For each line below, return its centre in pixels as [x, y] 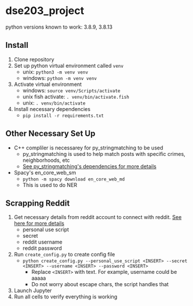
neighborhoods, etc [46, 160]
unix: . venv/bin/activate [54, 103]
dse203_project [45, 11]
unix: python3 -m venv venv [55, 72]
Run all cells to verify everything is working [66, 297]
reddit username [42, 242]
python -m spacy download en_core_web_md [73, 179]
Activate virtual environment [48, 84]
